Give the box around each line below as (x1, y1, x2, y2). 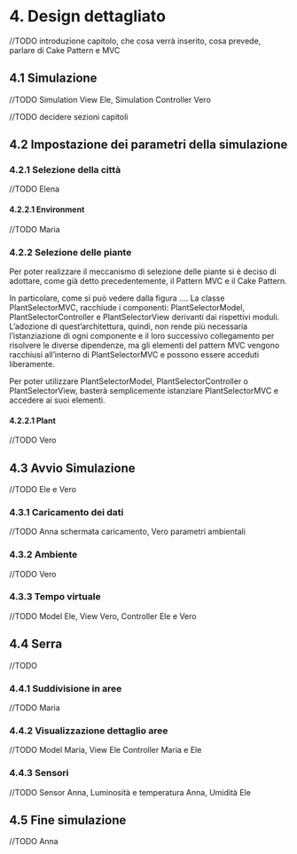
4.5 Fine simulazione (9, 812, 127, 827)
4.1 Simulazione (9, 71, 98, 86)
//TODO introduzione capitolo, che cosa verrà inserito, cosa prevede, (9, 35, 262, 46)
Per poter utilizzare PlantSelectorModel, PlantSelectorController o (9, 375, 249, 387)
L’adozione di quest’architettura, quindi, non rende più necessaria (9, 321, 248, 332)
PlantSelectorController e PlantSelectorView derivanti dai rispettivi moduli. (9, 311, 280, 322)
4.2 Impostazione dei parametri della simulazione (9, 137, 288, 153)
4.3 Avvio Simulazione (9, 460, 136, 475)
